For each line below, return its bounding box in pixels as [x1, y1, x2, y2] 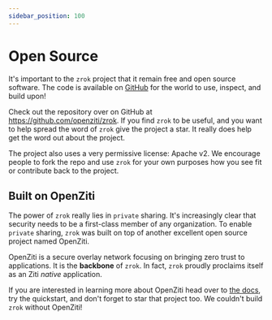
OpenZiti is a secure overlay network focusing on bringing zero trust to [8, 253, 245, 262]
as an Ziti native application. [8, 270, 103, 279]
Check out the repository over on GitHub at [8, 106, 153, 116]
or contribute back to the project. [8, 166, 119, 175]
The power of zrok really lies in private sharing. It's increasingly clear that [8, 210, 257, 220]
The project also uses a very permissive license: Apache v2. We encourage [8, 148, 261, 158]
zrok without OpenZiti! [8, 302, 83, 313]
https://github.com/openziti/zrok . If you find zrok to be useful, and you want [8, 115, 262, 125]
